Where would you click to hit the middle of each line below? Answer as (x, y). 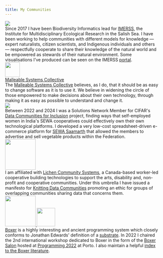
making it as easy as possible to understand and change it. (64, 100)
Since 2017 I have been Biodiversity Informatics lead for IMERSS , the (74, 28)
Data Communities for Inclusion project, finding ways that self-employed (78, 116)
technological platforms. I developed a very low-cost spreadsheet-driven (79, 126)
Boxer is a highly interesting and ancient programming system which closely (81, 230)
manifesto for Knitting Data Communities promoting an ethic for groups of (79, 188)
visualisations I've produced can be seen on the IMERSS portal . (69, 60)
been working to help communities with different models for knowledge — (80, 39)
